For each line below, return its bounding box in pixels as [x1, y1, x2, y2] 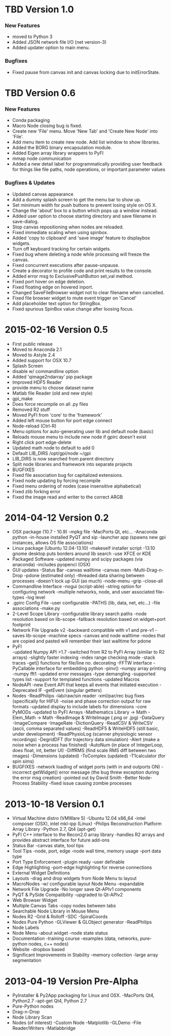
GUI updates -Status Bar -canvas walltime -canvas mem [12, 567, 132, 573]
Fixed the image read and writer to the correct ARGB [12, 494, 123, 500]
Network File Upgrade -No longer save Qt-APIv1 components [12, 886, 141, 892]
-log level [25, 594, 46, 600]
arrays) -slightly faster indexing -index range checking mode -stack [12, 654, 156, 660]
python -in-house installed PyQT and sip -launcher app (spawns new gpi [12, 534, 166, 541]
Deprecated [12, 687, 38, 693]
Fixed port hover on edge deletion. [12, 278, 85, 284]
